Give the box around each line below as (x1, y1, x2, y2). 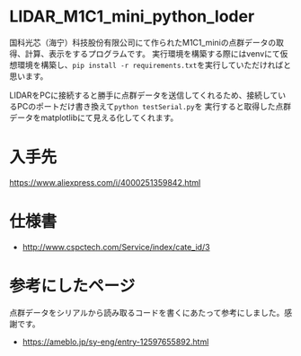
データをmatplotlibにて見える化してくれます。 (9, 112, 179, 123)
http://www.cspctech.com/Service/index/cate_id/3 (22, 241, 210, 252)
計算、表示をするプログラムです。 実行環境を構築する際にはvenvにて (24, 48, 280, 59)
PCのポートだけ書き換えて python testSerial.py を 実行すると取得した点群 (16, 100, 292, 111)
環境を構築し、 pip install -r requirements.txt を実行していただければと (16, 59, 292, 70)
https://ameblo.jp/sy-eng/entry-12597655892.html (22, 336, 209, 347)
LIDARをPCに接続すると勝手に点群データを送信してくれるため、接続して (9, 90, 279, 100)
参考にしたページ (9, 276, 136, 296)
